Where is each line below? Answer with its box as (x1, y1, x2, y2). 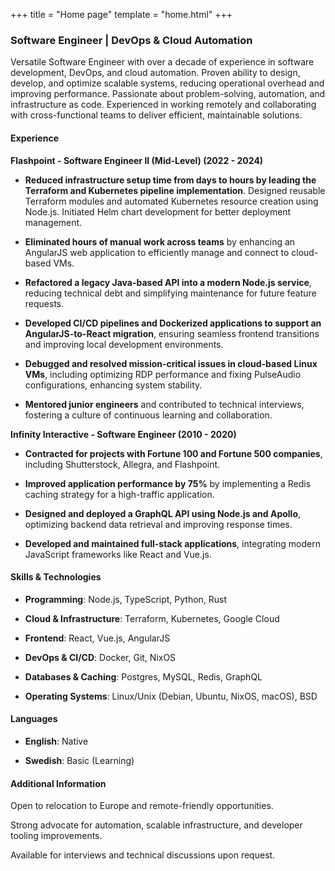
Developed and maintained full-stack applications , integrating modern (24, 537, 321, 549)
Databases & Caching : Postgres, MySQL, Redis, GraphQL (24, 670, 263, 683)
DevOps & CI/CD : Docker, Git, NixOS (24, 651, 177, 663)
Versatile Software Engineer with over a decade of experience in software (10, 56, 315, 68)
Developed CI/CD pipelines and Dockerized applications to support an (24, 317, 322, 329)
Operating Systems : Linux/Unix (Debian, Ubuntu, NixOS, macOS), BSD (24, 690, 318, 702)
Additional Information (10, 777, 107, 789)
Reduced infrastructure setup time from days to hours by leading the (24, 174, 317, 186)
